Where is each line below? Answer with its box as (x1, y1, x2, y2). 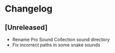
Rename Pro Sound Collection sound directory (12, 36, 110, 42)
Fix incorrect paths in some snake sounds (12, 42, 101, 48)
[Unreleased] (5, 23, 48, 32)
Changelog (5, 3, 53, 15)
